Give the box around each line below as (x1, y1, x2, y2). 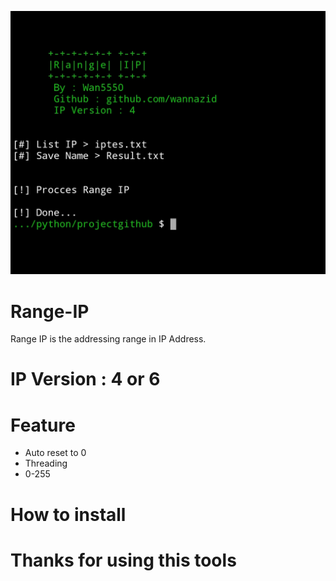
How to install (10, 503, 127, 526)
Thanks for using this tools (10, 549, 237, 571)
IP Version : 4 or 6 (10, 368, 161, 391)
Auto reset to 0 (24, 447, 87, 459)
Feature (10, 414, 76, 436)
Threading (24, 457, 68, 470)
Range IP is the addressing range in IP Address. (10, 333, 207, 345)
